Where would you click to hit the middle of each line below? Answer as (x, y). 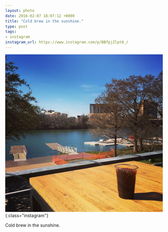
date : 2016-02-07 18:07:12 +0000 (40, 16)
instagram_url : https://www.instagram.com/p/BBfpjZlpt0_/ (67, 42)
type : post (16, 26)
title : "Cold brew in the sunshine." (44, 21)
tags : (11, 32)
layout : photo (20, 10)
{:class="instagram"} (27, 215)
